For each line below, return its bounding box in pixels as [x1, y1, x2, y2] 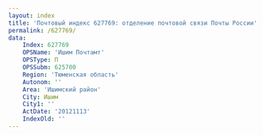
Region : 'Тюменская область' [22, 71, 119, 79]
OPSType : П [22, 56, 59, 64]
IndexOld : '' [22, 115, 66, 123]
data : [8, 33, 26, 42]
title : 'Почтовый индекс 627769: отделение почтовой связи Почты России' [8, 19, 258, 27]
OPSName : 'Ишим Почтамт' [22, 48, 105, 56]
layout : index [8, 11, 56, 20]
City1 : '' [22, 100, 56, 108]
